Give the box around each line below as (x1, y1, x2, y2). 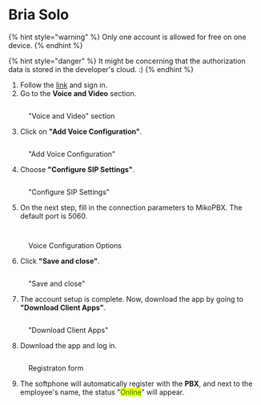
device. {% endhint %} (8, 40, 83, 50)
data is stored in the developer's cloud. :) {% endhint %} (8, 64, 195, 74)
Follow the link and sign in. (19, 80, 108, 90)
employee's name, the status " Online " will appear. (19, 387, 185, 397)
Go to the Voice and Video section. (19, 88, 137, 98)
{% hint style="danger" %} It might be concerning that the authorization (8, 56, 246, 66)
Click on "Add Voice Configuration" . (19, 126, 143, 136)
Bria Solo (8, 6, 70, 24)
